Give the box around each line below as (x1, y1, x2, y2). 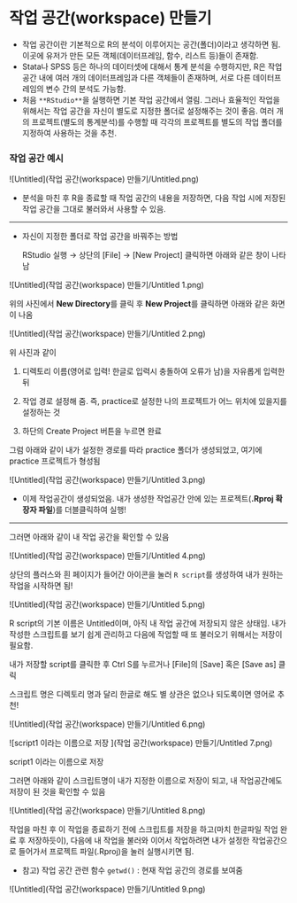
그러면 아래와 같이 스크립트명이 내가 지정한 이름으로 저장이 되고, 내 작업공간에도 (9, 775, 283, 786)
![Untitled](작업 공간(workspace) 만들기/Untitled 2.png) (9, 329, 206, 339)
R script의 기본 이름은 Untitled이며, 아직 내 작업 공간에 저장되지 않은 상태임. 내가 (9, 618, 286, 629)
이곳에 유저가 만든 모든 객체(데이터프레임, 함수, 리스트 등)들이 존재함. (21, 50, 259, 60)
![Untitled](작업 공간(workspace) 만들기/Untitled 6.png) (9, 719, 206, 729)
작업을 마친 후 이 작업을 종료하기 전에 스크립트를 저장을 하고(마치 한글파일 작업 (9, 824, 278, 835)
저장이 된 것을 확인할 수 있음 (9, 786, 106, 798)
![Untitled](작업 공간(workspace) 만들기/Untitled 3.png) (9, 475, 206, 486)
